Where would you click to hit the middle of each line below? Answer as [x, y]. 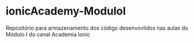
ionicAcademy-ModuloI [66, 11]
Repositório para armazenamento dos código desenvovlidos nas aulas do [97, 28]
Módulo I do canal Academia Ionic [48, 34]
